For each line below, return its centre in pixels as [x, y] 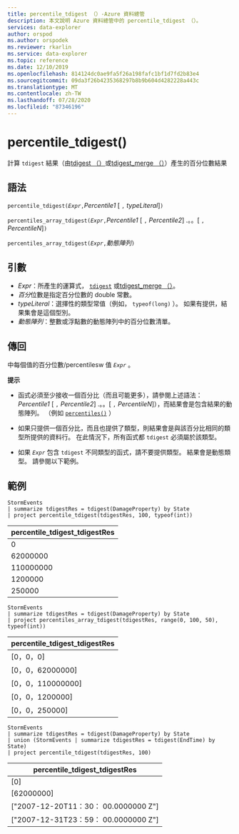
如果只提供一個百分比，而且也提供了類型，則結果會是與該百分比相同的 [121, 428]
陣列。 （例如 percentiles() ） [70, 413]
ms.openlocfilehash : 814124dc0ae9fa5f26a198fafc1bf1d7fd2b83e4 [103, 74]
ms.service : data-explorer [47, 54]
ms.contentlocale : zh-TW [44, 94]
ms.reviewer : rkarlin [40, 47]
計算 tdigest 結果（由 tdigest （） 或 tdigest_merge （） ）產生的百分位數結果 [117, 163]
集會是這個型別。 [49, 313]
